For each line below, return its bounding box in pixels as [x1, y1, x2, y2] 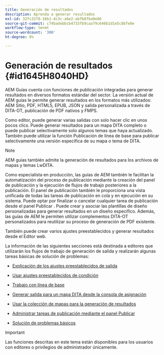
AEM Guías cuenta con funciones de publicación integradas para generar [5, 86, 153, 92]
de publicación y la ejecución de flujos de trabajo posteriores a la [5, 182, 137, 188]
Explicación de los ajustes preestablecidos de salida [12, 263, 117, 269]
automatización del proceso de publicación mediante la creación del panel [5, 177, 155, 183]
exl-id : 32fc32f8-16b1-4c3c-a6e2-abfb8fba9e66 [5, 16, 102, 21]
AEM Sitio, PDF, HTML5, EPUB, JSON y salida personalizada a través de [5, 102, 150, 108]
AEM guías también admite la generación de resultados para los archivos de [5, 157, 159, 163]
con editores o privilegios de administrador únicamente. [5, 344, 118, 350]
